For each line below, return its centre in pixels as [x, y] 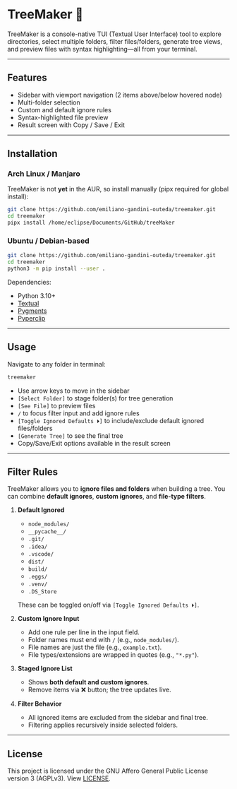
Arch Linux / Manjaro [44, 174]
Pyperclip [31, 318]
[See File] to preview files [56, 405]
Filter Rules [33, 472]
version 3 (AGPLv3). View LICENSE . [59, 778]
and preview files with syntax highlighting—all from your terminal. [102, 49]
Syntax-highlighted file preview [63, 117]
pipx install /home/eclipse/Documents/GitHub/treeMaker [91, 223]
